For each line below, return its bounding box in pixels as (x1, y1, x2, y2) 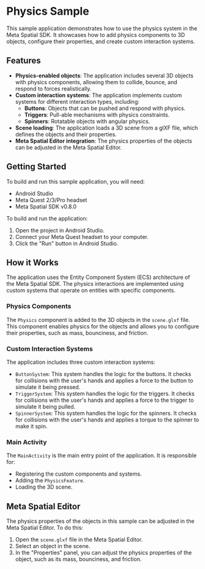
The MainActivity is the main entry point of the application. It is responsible (6, 452, 197, 459)
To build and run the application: (6, 214, 88, 222)
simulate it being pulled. (15, 402, 76, 410)
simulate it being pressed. (15, 383, 81, 391)
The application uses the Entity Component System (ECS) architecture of (6, 273, 190, 281)
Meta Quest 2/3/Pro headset (15, 196, 88, 203)
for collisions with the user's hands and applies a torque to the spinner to (15, 416, 199, 423)
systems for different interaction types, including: (15, 98, 140, 105)
